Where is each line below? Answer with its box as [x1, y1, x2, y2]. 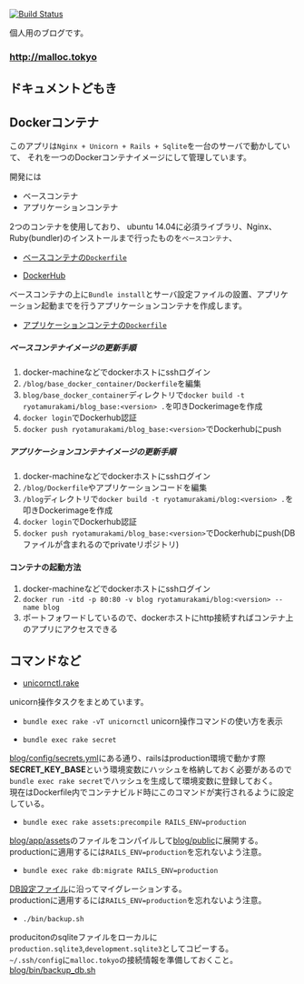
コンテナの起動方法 [9, 561, 82, 572]
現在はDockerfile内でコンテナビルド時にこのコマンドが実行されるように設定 [9, 787, 295, 798]
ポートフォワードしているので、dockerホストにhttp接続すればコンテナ [22, 612, 286, 623]
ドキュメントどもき [9, 81, 117, 96]
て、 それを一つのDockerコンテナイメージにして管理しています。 [9, 152, 252, 163]
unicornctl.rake [22, 678, 80, 688]
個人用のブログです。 [9, 27, 89, 38]
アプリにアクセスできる [30, 624, 118, 635]
